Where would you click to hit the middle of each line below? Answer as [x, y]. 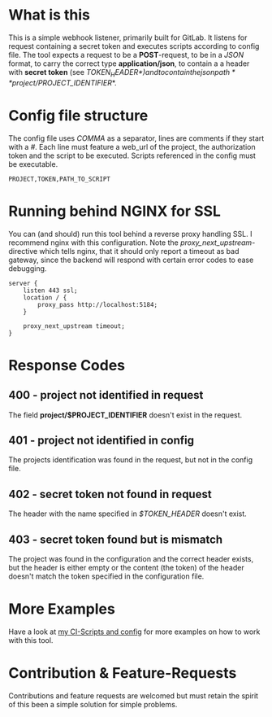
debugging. [28, 268]
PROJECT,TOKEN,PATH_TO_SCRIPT [60, 179]
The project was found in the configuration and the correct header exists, [131, 559]
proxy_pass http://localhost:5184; [98, 304]
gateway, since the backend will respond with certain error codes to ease [131, 260]
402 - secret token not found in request [110, 494]
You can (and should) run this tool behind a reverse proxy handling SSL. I [130, 234]
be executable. [33, 164]
